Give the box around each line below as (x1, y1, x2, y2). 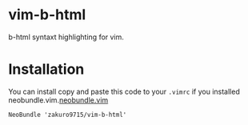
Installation (8, 60, 85, 79)
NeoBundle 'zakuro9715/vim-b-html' (8, 111, 127, 119)
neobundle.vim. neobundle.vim (8, 95, 109, 105)
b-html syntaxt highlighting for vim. (8, 32, 124, 42)
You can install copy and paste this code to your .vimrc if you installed (8, 87, 240, 96)
